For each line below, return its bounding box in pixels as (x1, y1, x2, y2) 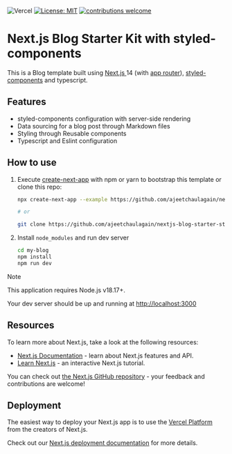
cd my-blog (17, 247, 49, 254)
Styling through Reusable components (17, 129, 127, 137)
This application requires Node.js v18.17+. (7, 285, 126, 294)
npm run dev (17, 260, 52, 267)
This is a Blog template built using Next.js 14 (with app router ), (7, 68, 185, 76)
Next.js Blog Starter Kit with (7, 31, 171, 47)
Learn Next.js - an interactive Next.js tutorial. (17, 358, 145, 367)
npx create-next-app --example (17, 196, 108, 203)
